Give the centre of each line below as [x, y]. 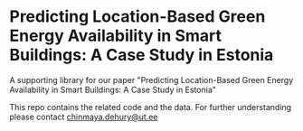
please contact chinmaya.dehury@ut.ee [84, 117]
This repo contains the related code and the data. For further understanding [151, 107]
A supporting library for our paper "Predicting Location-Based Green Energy [151, 80]
